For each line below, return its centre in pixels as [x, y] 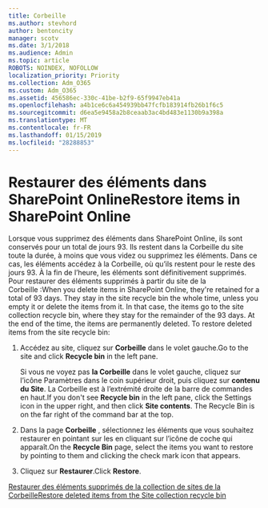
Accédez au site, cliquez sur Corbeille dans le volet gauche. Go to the [134, 348]
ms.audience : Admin [41, 53]
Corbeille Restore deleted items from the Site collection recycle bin [117, 495]
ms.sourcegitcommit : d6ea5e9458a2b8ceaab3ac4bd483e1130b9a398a [116, 113]
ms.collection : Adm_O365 [50, 83]
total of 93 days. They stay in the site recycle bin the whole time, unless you [133, 299]
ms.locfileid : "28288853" [51, 142]
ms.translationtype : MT [48, 120]
